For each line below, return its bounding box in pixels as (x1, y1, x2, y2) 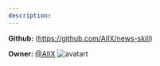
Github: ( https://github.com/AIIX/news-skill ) (8, 33, 153, 43)
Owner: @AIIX (8, 49, 56, 58)
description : (8, 11, 52, 20)
